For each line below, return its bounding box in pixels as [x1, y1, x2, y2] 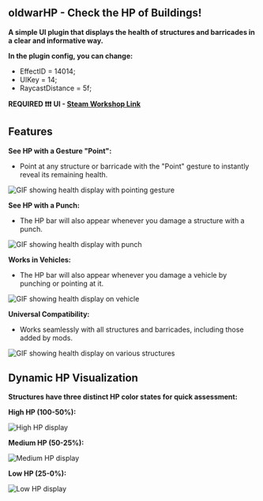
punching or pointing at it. [19, 279, 104, 288]
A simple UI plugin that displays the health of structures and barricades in [8, 27, 255, 36]
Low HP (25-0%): [8, 469, 67, 478]
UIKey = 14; [19, 74, 58, 84]
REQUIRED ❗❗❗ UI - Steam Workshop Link [8, 99, 141, 108]
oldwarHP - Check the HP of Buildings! [8, 6, 202, 20]
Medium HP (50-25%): [8, 438, 85, 448]
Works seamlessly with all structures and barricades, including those [19, 325, 244, 334]
